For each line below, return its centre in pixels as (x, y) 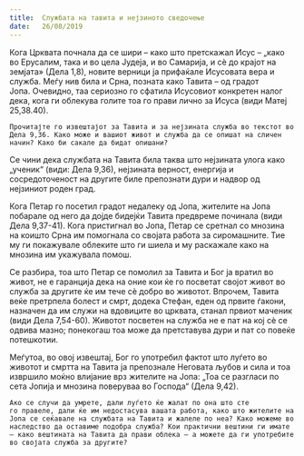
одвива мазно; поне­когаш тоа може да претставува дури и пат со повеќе (152, 330)
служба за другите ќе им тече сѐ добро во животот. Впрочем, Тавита (144, 291)
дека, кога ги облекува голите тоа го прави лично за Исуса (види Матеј (148, 100)
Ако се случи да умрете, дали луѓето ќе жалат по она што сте (129, 402)
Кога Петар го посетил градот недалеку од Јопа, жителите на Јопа (140, 206)
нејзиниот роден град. (53, 188)
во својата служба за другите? (69, 442)
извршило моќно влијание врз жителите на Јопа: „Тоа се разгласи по (144, 376)
